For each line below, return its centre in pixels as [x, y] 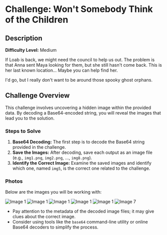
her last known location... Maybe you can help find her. [62, 70]
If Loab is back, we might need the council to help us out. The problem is [80, 60]
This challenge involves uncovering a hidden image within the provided [78, 108]
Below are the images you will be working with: [53, 192]
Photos [14, 181]
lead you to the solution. [30, 118]
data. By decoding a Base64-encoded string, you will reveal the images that [83, 113]
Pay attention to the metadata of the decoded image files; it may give [83, 211]
